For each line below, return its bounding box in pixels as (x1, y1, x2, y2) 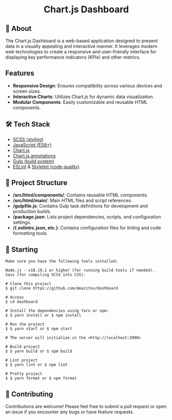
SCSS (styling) (12, 136, 44, 142)
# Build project (5, 344, 40, 350)
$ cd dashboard (5, 299, 38, 304)
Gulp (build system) (12, 158, 55, 164)
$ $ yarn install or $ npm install (5, 313, 82, 318)
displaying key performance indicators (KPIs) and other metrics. (5, 54, 141, 60)
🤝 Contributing (5, 390, 53, 398)
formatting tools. (12, 230, 48, 236)
